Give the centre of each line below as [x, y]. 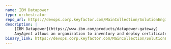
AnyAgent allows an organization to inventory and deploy [77, 34]
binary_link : [19, 39]
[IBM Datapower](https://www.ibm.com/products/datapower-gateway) [86, 29]
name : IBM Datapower [27, 10]
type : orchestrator [26, 15]
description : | [21, 24]
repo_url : [16, 19]
